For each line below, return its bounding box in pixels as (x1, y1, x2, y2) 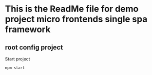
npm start (5, 65, 25, 70)
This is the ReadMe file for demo (5, 3, 139, 15)
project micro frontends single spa (5, 14, 148, 25)
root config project (5, 43, 63, 51)
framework (5, 24, 51, 35)
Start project (5, 56, 30, 61)
